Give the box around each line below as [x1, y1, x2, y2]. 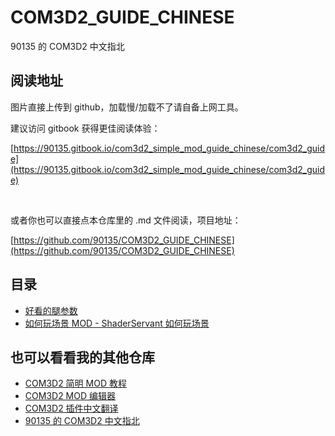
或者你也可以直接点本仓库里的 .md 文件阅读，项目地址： [10, 214, 242, 226]
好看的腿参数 [24, 304, 78, 316]
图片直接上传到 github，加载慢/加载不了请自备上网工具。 [10, 101, 244, 113]
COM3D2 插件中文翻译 [24, 402, 119, 415]
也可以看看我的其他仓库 [10, 349, 155, 366]
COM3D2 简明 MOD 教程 [24, 377, 127, 390]
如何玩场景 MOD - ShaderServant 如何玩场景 [24, 317, 210, 329]
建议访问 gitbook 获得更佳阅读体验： [10, 122, 161, 134]
